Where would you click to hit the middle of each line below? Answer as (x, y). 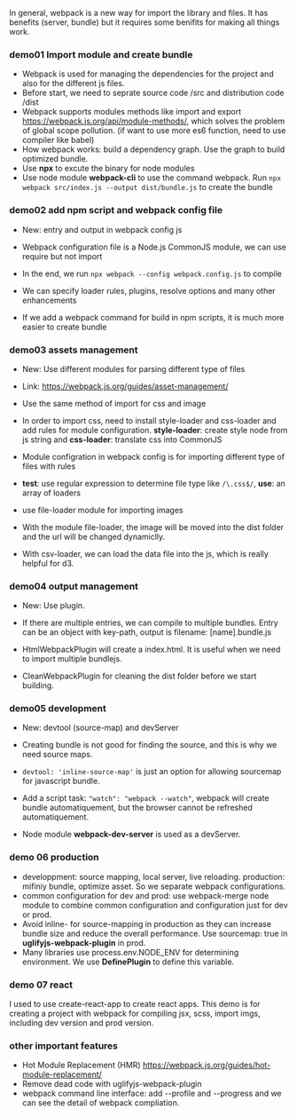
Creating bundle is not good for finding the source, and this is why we (149, 745)
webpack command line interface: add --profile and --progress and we (152, 1093)
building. (38, 685)
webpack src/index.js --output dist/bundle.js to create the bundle (147, 187)
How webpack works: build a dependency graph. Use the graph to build (153, 149)
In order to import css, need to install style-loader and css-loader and (149, 420)
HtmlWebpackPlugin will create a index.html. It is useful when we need (151, 650)
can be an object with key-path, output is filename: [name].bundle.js (147, 632)
